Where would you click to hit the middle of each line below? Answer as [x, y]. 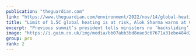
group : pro [19, 38]
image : [14, 33]
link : [13, 17]
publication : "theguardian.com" [45, 11]
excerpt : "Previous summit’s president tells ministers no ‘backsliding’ [98, 28]
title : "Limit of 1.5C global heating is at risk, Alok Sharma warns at [96, 22]
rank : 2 [15, 44]
